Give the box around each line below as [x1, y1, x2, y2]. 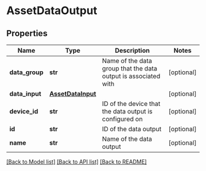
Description [115, 47, 150, 55]
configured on [102, 115, 143, 123]
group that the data [102, 64, 158, 72]
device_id [9, 107, 39, 115]
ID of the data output [102, 125, 162, 133]
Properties [6, 28, 48, 39]
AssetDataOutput [6, 4, 97, 18]
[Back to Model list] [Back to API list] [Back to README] [6, 158, 147, 165]
